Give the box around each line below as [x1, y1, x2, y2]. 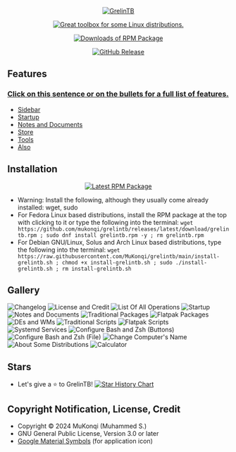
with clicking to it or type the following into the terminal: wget [17, 218, 194, 226]
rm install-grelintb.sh [62, 265, 132, 272]
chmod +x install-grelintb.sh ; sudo [62, 259, 173, 266]
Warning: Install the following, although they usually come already [17, 195, 209, 204]
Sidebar [17, 105, 41, 114]
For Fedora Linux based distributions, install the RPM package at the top [17, 210, 227, 219]
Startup [17, 113, 40, 121]
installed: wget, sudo [17, 203, 78, 212]
